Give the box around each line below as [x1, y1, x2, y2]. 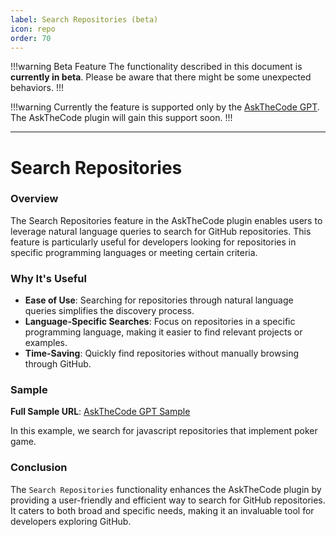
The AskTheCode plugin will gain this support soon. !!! [10, 112, 233, 124]
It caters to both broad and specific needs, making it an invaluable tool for [10, 504, 315, 516]
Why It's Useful [10, 271, 87, 285]
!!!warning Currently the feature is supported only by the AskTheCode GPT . [10, 101, 320, 113]
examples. [24, 337, 68, 349]
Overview [10, 192, 59, 206]
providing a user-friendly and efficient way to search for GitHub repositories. [10, 494, 326, 506]
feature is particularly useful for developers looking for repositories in [10, 236, 297, 248]
